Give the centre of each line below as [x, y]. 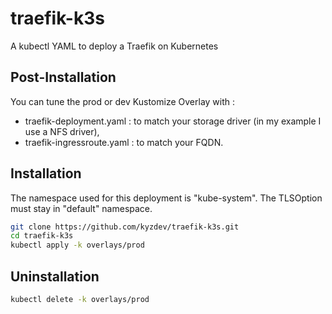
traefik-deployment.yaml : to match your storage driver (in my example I [173, 121]
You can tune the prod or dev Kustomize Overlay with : [123, 101]
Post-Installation [63, 77]
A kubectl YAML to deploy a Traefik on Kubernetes [114, 46]
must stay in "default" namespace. [81, 208]
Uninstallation [55, 276]
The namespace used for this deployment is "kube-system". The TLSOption [166, 198]
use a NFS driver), [62, 131]
